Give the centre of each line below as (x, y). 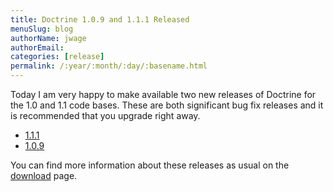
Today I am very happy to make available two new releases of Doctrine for (163, 94)
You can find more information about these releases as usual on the (150, 165)
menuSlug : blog (42, 29)
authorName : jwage (48, 38)
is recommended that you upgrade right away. (105, 115)
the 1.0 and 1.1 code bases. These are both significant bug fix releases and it (167, 105)
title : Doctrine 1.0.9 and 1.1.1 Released (100, 19)
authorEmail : (37, 47)
